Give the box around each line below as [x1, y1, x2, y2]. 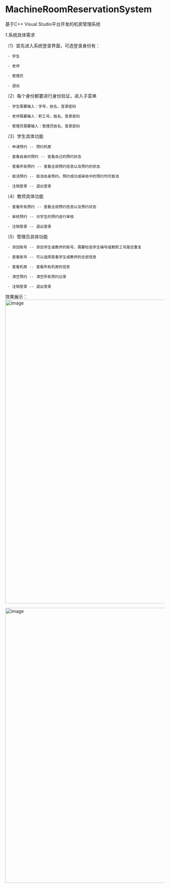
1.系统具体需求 [5, 32, 35, 38]
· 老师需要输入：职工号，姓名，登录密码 [7, 113, 80, 119]
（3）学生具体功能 [5, 133, 44, 139]
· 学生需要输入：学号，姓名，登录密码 [7, 104, 76, 109]
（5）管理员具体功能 [5, 233, 48, 239]
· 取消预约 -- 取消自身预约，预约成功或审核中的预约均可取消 [7, 174, 119, 179]
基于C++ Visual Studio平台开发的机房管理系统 [5, 21, 101, 27]
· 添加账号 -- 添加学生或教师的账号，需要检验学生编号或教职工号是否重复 [7, 244, 142, 250]
